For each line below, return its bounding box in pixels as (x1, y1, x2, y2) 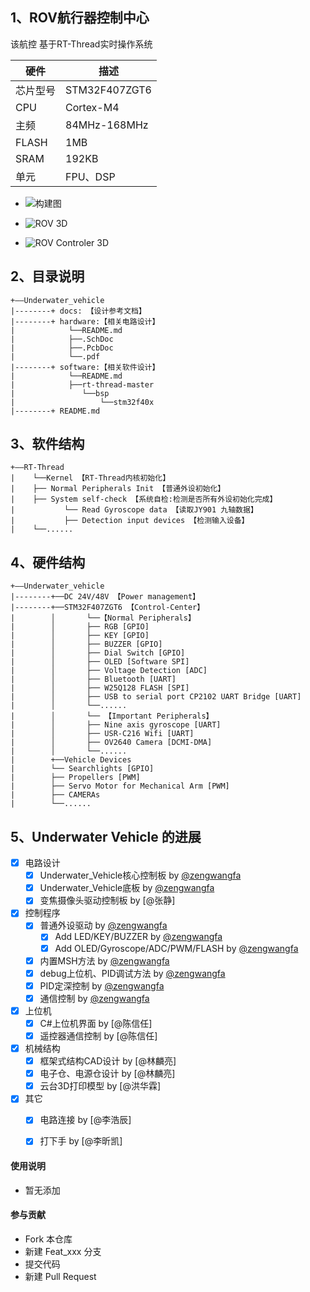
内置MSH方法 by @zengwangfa (39, 954, 170, 967)
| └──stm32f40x (10, 397, 155, 407)
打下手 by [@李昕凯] (39, 1135, 123, 1147)
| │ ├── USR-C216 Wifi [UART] (10, 729, 195, 739)
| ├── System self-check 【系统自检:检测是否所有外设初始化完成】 (10, 494, 278, 505)
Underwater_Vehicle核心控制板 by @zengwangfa (39, 869, 242, 882)
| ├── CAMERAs (10, 790, 101, 800)
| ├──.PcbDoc (10, 343, 114, 353)
